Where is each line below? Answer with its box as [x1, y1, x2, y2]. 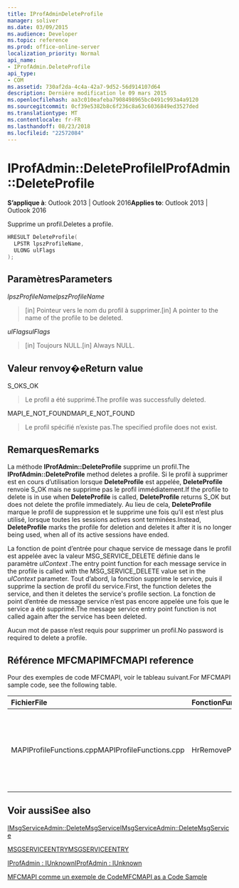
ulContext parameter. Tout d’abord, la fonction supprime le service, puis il [7, 574, 223, 583]
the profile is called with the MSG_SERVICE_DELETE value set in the [7, 567, 206, 576]
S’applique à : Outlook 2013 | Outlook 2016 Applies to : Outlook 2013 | [7, 198, 208, 207]
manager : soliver [7, 17, 59, 24]
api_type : [7, 70, 37, 77]
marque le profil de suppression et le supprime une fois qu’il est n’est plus [7, 508, 224, 516]
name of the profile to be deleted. [24, 314, 123, 322]
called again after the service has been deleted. [7, 612, 147, 621]
